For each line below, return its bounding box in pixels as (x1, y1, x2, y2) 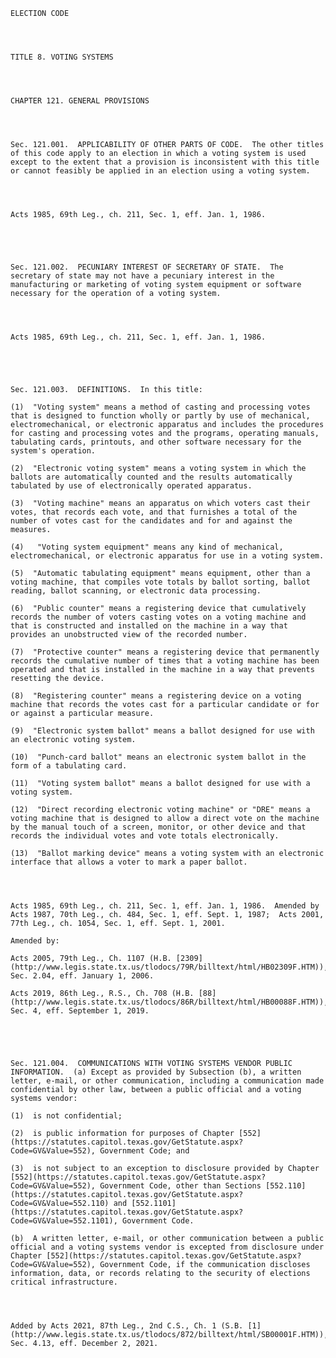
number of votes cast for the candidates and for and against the (10, 516, 293, 526)
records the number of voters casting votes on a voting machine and (10, 612, 307, 622)
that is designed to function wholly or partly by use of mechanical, (10, 411, 311, 421)
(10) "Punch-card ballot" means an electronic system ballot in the (10, 752, 307, 762)
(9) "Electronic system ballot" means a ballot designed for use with (10, 726, 315, 736)
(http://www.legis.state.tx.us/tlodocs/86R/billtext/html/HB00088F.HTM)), (10, 997, 329, 1007)
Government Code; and (99, 1146, 190, 1156)
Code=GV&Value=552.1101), (10, 1216, 118, 1226)
